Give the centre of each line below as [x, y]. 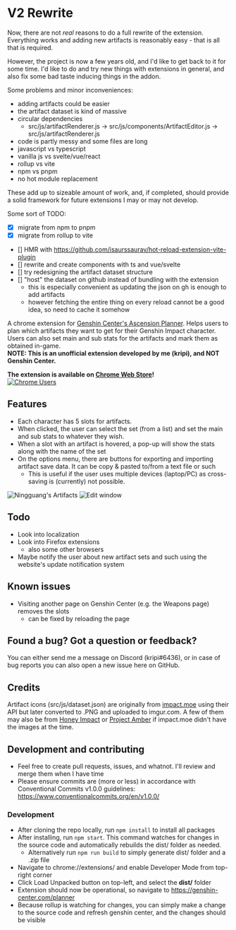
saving [38, 481]
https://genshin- [194, 890]
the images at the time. [41, 727]
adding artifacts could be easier [64, 103]
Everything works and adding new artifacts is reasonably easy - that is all [114, 40]
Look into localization [48, 534]
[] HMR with [35, 249]
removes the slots [43, 611]
